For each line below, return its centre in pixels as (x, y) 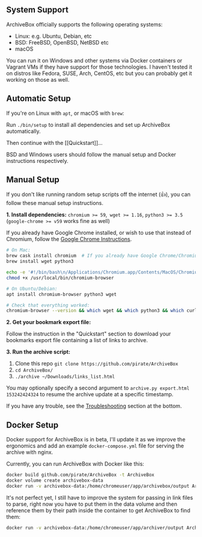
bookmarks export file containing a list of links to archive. (77, 340)
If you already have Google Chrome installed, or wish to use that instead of (99, 233)
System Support (38, 10)
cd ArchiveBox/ (34, 370)
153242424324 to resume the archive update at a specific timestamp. (90, 394)
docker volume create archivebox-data (55, 480)
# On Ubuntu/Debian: (32, 289)
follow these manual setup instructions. (55, 203)
